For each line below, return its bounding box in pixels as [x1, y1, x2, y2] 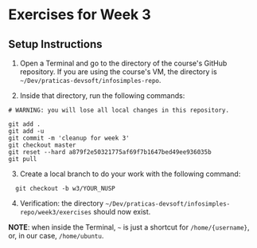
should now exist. [92, 207, 151, 216]
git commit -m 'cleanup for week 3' [8, 134, 130, 142]
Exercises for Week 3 [8, 6, 151, 24]
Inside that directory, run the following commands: [19, 91, 185, 100]
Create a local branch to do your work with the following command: [19, 169, 241, 179]
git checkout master [8, 141, 77, 149]
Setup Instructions [8, 37, 103, 51]
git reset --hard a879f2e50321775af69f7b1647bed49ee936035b [8, 148, 212, 156]
